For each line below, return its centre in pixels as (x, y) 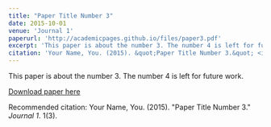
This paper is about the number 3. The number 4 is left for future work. (126, 76)
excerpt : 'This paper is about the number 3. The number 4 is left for (131, 46)
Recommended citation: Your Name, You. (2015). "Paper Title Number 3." (130, 107)
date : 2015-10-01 (38, 23)
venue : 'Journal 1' (41, 31)
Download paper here (44, 92)
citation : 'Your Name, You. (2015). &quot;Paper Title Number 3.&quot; (131, 53)
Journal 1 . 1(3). (33, 116)
